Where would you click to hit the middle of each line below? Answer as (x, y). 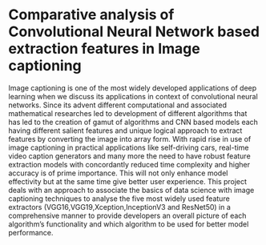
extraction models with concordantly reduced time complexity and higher (129, 164)
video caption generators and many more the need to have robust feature (129, 156)
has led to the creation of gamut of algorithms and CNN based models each (133, 122)
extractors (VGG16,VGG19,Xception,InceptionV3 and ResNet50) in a (119, 207)
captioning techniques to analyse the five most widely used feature (119, 199)
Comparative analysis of (91, 15)
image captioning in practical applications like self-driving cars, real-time (129, 147)
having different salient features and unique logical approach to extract (125, 131)
